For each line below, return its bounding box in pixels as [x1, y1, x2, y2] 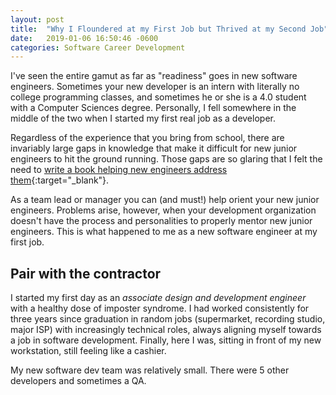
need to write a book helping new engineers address [10, 164, 228, 176]
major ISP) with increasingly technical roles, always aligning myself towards [10, 324, 322, 336]
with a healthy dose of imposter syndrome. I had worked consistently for [10, 302, 310, 315]
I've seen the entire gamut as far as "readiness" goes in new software [10, 70, 298, 82]
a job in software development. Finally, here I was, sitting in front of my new [10, 334, 322, 346]
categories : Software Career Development [10, 42, 186, 53]
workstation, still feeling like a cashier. [10, 345, 167, 357]
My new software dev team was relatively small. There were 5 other [10, 364, 290, 376]
